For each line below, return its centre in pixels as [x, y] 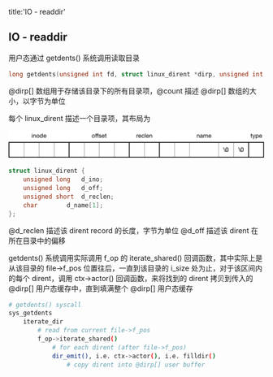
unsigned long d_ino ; [63, 180]
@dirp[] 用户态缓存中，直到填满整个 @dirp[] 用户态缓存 [101, 288]
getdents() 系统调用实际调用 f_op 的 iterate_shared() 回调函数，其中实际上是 [135, 258]
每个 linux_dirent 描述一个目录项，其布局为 [80, 118]
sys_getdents [30, 313]
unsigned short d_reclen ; [69, 197]
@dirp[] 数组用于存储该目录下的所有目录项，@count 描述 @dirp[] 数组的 [129, 91]
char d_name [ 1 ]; [63, 205]
